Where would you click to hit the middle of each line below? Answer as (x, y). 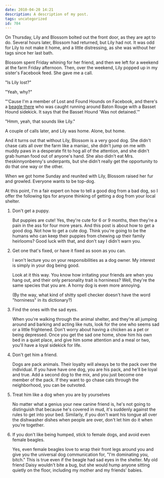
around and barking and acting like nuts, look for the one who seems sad (86, 324)
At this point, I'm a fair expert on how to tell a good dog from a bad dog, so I (82, 191)
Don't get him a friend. (35, 355)
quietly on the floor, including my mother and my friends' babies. (77, 470)
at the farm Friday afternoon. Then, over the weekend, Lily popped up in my (81, 68)
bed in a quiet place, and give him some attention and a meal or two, (81, 340)
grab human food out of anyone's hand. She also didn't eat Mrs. (70, 156)
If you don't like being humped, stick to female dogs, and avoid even (81, 435)
